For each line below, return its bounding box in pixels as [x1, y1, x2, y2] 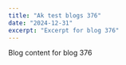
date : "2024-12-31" [8, 19, 73, 27]
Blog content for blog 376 [8, 48, 93, 58]
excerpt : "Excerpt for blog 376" [8, 26, 120, 34]
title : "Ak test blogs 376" [8, 11, 102, 20]
